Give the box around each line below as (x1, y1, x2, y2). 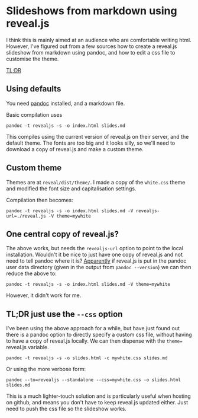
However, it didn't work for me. (6, 292, 82, 299)
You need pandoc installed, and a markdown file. (6, 100, 125, 107)
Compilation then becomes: (6, 196, 73, 203)
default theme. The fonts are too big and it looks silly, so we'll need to (6, 139, 176, 146)
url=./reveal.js (6, 213, 46, 219)
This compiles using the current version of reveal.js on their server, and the (6, 133, 189, 140)
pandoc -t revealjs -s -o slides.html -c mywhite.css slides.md (6, 355, 168, 361)
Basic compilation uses (6, 111, 63, 118)
